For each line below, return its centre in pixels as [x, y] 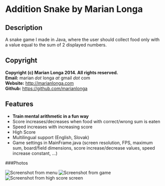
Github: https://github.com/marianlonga [46, 88]
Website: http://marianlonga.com [39, 83]
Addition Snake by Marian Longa [74, 9]
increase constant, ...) [35, 153]
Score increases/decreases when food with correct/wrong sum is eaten [86, 121]
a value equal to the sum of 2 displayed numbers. [56, 45]
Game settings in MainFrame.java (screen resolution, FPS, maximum [83, 143]
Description [24, 28]
